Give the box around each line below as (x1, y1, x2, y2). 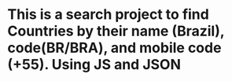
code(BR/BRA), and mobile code (7, 39, 222, 57)
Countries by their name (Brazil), (7, 22, 225, 40)
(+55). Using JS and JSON (7, 56, 182, 74)
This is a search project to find (7, 6, 209, 24)
